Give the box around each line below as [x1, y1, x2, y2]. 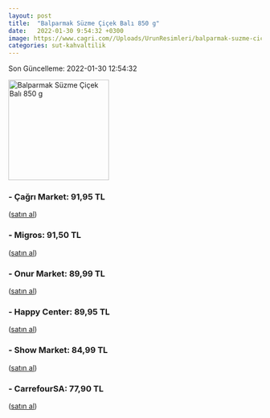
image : [8, 34, 31, 43]
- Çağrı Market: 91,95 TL [8, 191, 106, 203]
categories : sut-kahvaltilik [8, 42, 106, 50]
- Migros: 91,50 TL [8, 230, 82, 241]
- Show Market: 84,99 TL [8, 345, 108, 356]
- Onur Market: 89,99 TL [8, 268, 106, 279]
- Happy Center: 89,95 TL [8, 306, 110, 318]
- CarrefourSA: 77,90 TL [8, 383, 104, 394]
